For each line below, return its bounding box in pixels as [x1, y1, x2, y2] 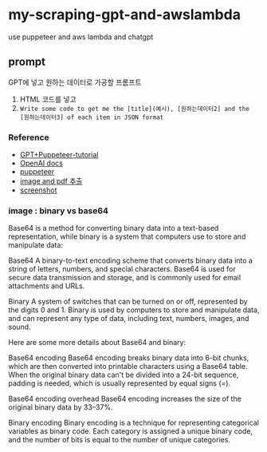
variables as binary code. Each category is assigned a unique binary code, [8, 426, 253, 436]
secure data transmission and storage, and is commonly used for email [8, 273, 241, 283]
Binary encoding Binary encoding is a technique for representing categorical [8, 418, 259, 428]
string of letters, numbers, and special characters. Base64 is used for [8, 264, 237, 274]
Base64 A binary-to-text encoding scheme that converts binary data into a [8, 256, 253, 265]
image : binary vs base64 [8, 205, 109, 216]
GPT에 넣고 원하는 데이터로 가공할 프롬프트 [8, 77, 142, 87]
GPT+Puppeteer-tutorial [19, 150, 99, 160]
